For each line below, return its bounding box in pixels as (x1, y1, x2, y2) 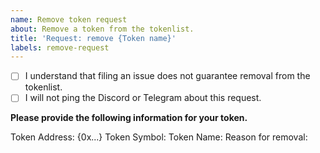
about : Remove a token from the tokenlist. (10, 24, 195, 34)
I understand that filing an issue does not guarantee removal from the (24, 70, 311, 82)
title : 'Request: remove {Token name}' (10, 33, 177, 43)
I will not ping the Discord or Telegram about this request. (24, 92, 262, 104)
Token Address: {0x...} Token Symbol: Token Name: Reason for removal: (10, 131, 308, 143)
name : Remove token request (10, 14, 128, 25)
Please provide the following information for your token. (10, 112, 248, 124)
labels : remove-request (10, 42, 110, 53)
